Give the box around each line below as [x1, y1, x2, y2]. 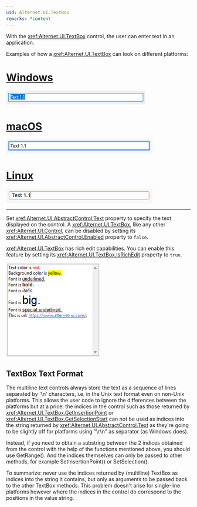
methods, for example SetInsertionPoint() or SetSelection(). [6, 458, 150, 465]
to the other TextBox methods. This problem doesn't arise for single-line [6, 482, 181, 489]
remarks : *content [6, 15, 51, 22]
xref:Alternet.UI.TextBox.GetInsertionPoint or [6, 409, 114, 416]
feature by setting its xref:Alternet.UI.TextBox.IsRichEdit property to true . [6, 251, 182, 258]
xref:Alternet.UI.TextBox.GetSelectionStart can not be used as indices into [6, 415, 185, 423]
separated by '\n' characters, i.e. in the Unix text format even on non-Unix [6, 391, 185, 398]
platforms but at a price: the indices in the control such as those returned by [6, 403, 190, 410]
